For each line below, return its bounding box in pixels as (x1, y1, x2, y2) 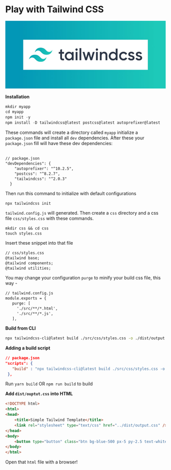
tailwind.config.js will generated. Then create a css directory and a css (5, 210, 159, 216)
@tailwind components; (5, 261, 53, 266)
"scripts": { (5, 361, 33, 366)
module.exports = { (5, 296, 47, 301)
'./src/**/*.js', (16, 311, 53, 316)
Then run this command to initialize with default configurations (5, 191, 136, 197)
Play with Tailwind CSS (5, 4, 104, 15)
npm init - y (5, 115, 31, 120)
